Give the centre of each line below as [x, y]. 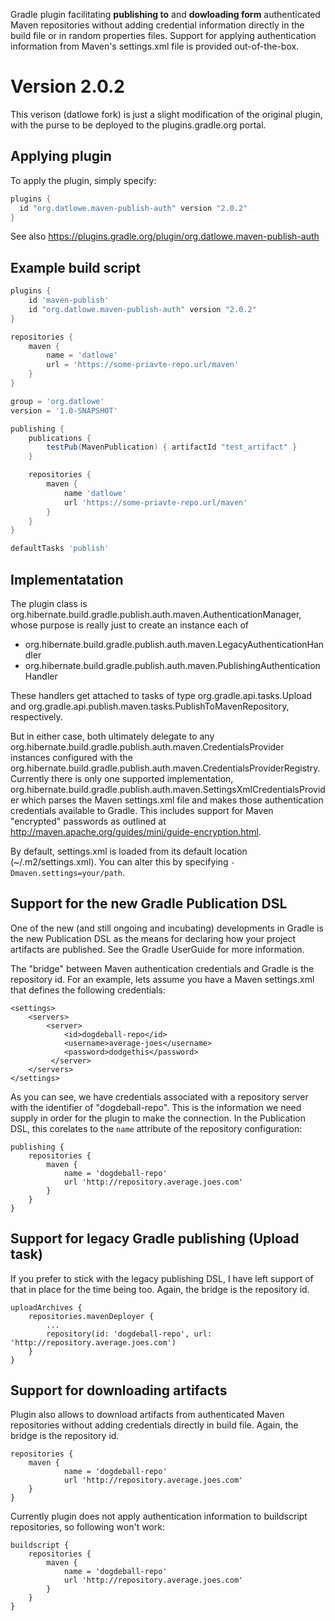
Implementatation [67, 579]
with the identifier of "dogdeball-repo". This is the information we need [156, 1107]
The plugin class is [49, 603]
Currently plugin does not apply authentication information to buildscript [159, 1516]
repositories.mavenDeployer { [91, 1316]
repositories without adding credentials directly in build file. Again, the [154, 1425]
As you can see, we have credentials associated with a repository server [159, 1096]
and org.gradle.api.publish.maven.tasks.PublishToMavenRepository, [150, 706]
